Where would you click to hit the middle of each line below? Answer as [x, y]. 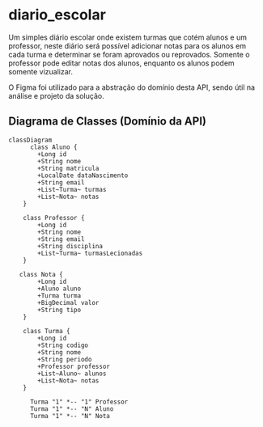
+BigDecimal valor [68, 302]
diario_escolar [57, 15]
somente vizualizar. [40, 71]
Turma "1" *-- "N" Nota [70, 416]
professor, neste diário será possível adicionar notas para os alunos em [127, 45]
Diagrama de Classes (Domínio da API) [107, 122]
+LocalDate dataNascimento [83, 175]
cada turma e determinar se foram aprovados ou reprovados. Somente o [129, 54]
